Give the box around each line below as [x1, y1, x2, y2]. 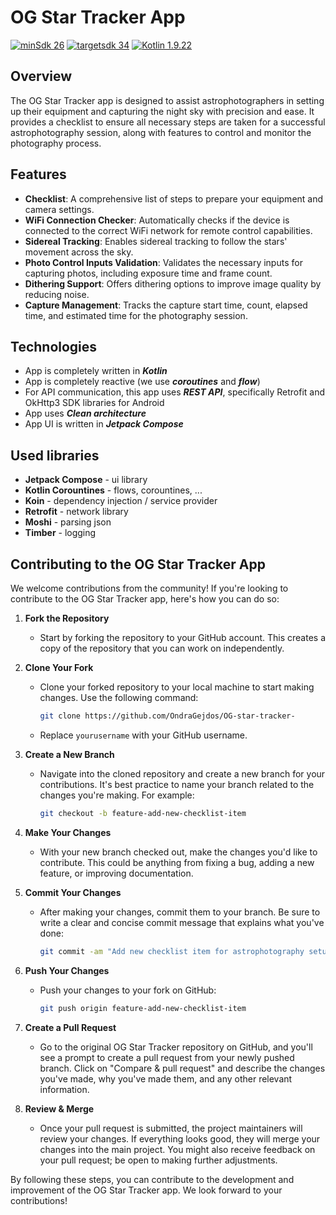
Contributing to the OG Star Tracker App [10, 556, 266, 573]
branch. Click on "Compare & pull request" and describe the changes [39, 1062, 326, 1074]
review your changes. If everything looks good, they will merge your [39, 1132, 321, 1145]
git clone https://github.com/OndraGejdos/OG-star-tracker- [39, 711, 296, 721]
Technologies [10, 338, 98, 355]
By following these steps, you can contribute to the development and [10, 1173, 295, 1185]
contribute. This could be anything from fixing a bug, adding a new [39, 856, 315, 868]
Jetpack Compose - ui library [24, 474, 148, 486]
